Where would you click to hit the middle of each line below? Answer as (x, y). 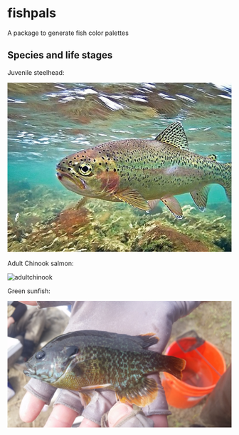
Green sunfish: (29, 291)
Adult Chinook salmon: (41, 263)
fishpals (32, 13)
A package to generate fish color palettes (68, 33)
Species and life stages (60, 55)
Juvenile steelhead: (36, 72)
